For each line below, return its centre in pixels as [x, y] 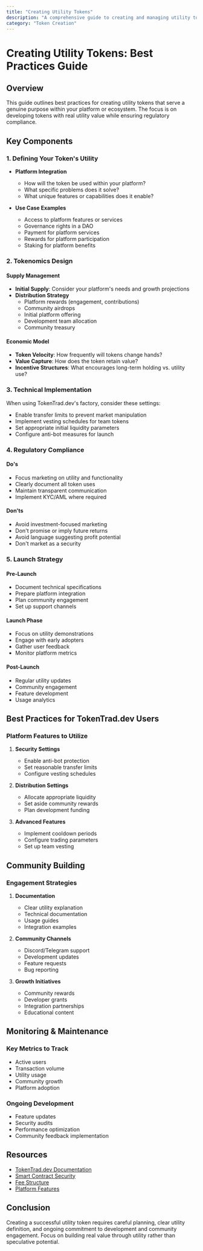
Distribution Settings [42, 785]
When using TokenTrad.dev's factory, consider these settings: [83, 403]
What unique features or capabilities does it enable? [89, 196]
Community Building [46, 866]
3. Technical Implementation [49, 390]
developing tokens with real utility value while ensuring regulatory [88, 116]
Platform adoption [37, 1088]
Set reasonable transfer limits [61, 767]
